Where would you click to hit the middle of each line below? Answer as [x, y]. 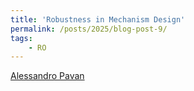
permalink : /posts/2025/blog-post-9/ [89, 29]
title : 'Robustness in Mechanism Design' [98, 19]
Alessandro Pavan [47, 76]
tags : [21, 38]
